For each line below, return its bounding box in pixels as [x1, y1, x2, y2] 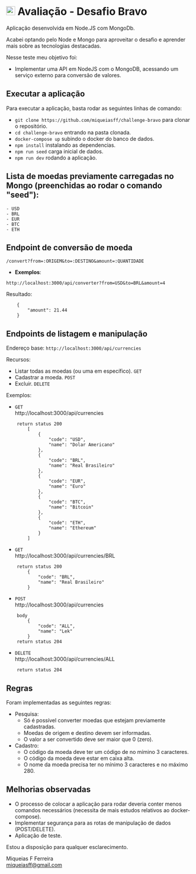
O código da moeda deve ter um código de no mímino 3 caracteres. [23, 749, 189, 755]
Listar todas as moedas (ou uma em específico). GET [14, 367, 142, 375]
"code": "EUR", [48, 478, 86, 485]
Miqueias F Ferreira [6, 855, 53, 862]
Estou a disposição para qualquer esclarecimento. [6, 843, 128, 850]
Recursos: [6, 356, 31, 363]
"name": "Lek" [37, 628, 73, 634]
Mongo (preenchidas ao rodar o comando [6, 181, 163, 191]
